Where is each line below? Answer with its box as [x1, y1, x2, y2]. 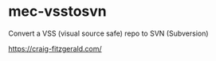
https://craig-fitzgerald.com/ [8, 44, 102, 53]
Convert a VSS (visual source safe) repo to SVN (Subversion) [8, 29, 209, 38]
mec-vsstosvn [8, 2, 108, 21]
